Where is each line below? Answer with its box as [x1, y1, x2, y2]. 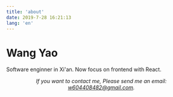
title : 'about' [6, 8, 45, 15]
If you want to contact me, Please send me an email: [36, 78, 167, 85]
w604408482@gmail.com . [68, 84, 135, 91]
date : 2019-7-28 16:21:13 [6, 14, 71, 20]
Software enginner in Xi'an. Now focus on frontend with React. [6, 66, 162, 73]
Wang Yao [6, 46, 58, 60]
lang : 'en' [6, 20, 34, 26]
